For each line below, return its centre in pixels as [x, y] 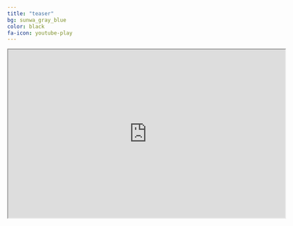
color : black [26, 26]
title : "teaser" [30, 13]
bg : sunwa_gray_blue [37, 20]
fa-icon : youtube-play [40, 33]
